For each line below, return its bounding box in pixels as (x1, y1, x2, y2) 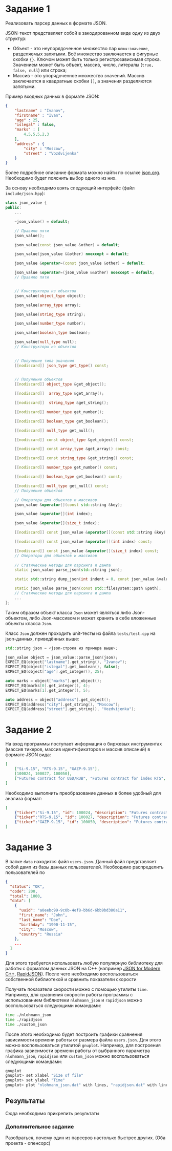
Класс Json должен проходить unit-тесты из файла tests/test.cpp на (5, 630, 156, 636)
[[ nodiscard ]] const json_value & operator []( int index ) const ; (14, 539, 153, 544)
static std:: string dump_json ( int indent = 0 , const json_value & (14, 577, 159, 582)
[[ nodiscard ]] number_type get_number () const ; (14, 465, 118, 470)
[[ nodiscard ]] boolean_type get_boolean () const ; (14, 474, 123, 479)
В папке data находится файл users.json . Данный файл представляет (5, 858, 157, 864)
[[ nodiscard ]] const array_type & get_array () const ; (14, 446, 130, 452)
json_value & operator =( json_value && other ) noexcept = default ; (14, 270, 155, 275)
